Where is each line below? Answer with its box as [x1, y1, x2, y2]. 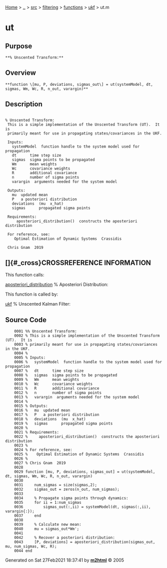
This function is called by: [5, 291, 58, 298]
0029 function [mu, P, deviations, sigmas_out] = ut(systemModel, [14, 469, 155, 475]
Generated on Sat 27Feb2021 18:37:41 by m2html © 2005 [5, 557, 124, 563]
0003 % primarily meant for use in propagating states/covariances [14, 342, 157, 347]
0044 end [14, 548, 32, 553]
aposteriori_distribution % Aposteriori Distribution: [5, 281, 108, 288]
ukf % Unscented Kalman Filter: [5, 301, 71, 307]
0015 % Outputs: [14, 403, 48, 408]
